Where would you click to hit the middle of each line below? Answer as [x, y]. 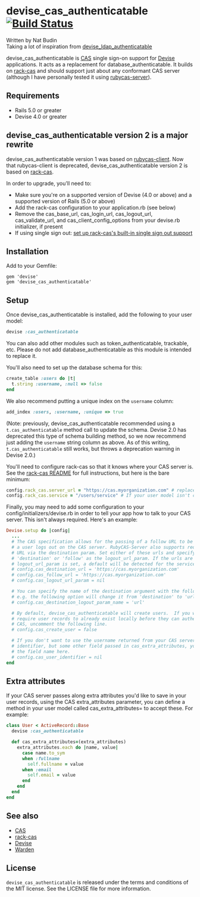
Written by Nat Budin [32, 40]
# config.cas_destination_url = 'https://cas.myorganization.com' [96, 570]
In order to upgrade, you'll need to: [49, 183]
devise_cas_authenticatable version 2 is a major [97, 135]
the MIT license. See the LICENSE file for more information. [79, 889]
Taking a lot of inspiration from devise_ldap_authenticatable [79, 47]
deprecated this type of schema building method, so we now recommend [96, 436]
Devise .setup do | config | [38, 531]
